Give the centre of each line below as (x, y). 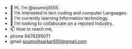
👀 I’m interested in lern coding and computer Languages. (69, 13)
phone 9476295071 (30, 36)
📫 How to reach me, (31, 29)
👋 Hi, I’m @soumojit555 (34, 8)
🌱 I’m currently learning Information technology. (59, 18)
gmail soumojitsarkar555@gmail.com (48, 41)
